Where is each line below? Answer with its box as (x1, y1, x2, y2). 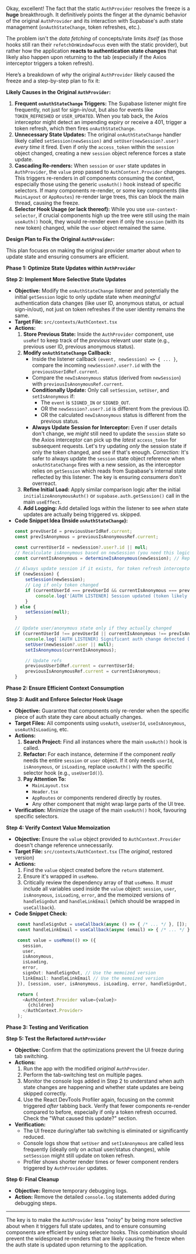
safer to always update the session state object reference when (32, 455, 185, 461)
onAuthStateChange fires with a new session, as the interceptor (32, 461, 181, 468)
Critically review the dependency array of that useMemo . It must (23, 879, 173, 886)
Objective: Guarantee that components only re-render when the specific (14, 707, 190, 714)
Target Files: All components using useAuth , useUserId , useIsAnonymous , (14, 719, 186, 726)
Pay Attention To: (23, 776, 66, 783)
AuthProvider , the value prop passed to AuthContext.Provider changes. (14, 168, 187, 175)
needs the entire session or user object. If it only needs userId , (23, 757, 174, 764)
